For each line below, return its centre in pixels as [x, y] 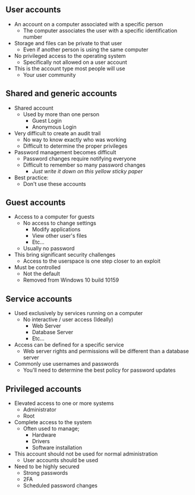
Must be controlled [37, 267]
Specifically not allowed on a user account [75, 62]
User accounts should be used [61, 460]
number [33, 37]
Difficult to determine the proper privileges [75, 146]
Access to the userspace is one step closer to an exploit [92, 261]
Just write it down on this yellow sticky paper [87, 171]
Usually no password [49, 248]
